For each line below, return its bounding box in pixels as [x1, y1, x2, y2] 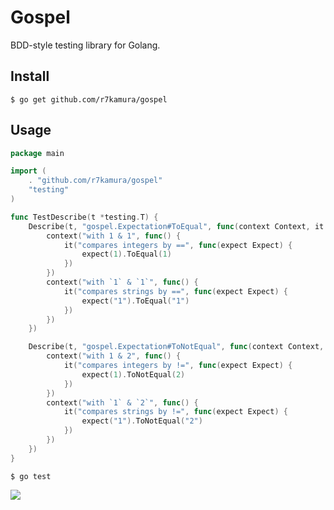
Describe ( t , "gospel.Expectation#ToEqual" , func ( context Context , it [28, 221, 325, 231]
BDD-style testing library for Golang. [10, 39, 161, 51]
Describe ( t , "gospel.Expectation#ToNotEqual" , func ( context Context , [28, 342, 325, 352]
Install [10, 68, 50, 85]
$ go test [10, 471, 52, 481]
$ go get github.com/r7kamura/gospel [10, 94, 168, 105]
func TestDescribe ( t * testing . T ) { [10, 212, 159, 222]
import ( [10, 166, 47, 176]
